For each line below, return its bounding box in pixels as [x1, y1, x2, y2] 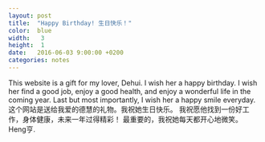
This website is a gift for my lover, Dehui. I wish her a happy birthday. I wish [8, 77, 258, 88]
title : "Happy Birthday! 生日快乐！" [8, 19, 132, 27]
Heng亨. [8, 124, 36, 134]
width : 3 [8, 34, 45, 42]
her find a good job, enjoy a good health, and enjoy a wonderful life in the [8, 86, 251, 96]
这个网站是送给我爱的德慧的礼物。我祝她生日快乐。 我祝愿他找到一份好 [8, 105, 243, 114]
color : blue [8, 26, 52, 34]
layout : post [8, 11, 52, 20]
